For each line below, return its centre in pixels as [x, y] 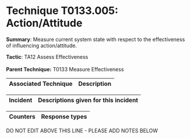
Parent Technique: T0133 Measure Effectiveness [65, 69]
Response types [64, 116]
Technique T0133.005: [62, 11]
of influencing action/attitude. [42, 46]
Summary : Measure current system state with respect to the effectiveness [95, 39]
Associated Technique [41, 84]
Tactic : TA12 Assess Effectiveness [47, 57]
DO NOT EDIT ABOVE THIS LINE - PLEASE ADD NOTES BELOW [82, 130]
